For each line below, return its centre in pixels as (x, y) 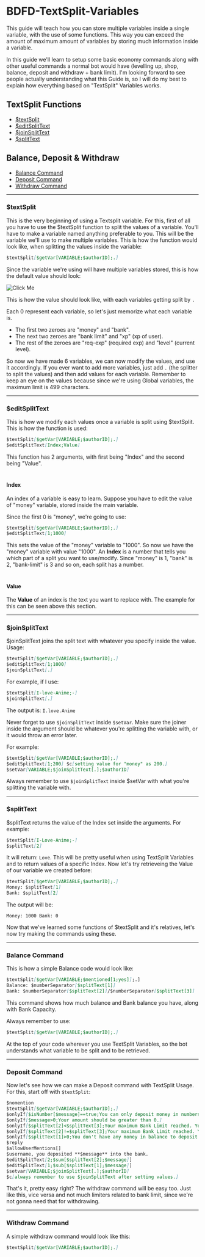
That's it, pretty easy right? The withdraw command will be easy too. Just (99, 1189)
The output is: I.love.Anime (41, 710)
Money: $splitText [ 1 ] (34, 887)
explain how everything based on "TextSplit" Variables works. (84, 85)
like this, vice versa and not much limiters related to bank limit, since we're (100, 1195)
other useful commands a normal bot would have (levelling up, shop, (92, 66)
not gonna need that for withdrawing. (53, 1201)
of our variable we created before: (49, 870)
